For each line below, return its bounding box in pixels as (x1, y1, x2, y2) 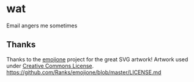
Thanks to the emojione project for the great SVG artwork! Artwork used (6, 55, 188, 63)
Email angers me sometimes (6, 22, 78, 29)
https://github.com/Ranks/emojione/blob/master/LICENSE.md (6, 69, 162, 76)
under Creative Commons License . (6, 62, 94, 69)
